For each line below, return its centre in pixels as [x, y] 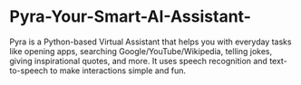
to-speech [29, 71]
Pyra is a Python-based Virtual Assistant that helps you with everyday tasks [150, 42]
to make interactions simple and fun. [118, 71]
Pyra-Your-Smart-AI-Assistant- [131, 17]
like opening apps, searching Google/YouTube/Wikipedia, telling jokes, [141, 51]
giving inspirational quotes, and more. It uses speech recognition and [138, 61]
